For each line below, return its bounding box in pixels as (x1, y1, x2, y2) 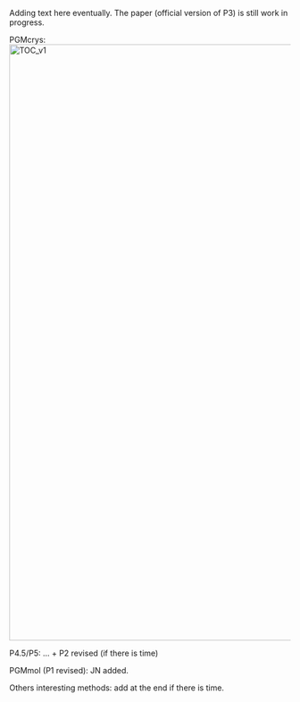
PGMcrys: (9, 35, 46, 45)
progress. (9, 17, 45, 28)
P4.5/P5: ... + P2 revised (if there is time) (9, 648, 159, 658)
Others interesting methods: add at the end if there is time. (9, 682, 225, 693)
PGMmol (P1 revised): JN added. (9, 665, 129, 675)
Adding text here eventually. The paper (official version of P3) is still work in (9, 8, 288, 18)
